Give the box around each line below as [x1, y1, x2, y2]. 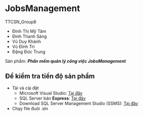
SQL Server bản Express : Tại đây [19, 95, 86, 101]
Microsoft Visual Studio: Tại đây [19, 90, 83, 96]
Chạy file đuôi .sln [12, 105, 48, 111]
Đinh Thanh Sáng [12, 33, 47, 39]
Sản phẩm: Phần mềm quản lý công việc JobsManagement [5, 58, 126, 64]
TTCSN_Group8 [5, 19, 36, 25]
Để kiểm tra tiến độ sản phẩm [5, 72, 95, 80]
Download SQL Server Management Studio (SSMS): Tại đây [19, 100, 138, 106]
